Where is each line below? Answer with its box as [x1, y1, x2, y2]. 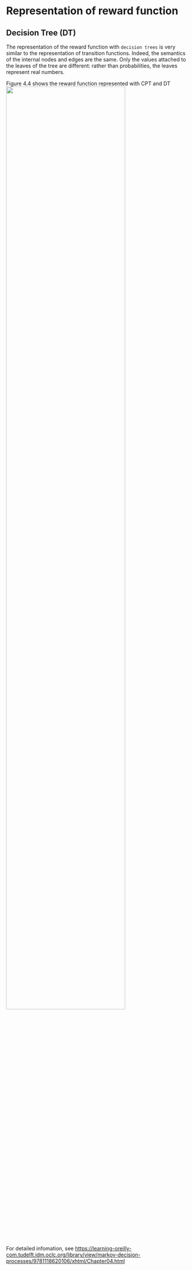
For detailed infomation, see [6, 1245, 74, 1252]
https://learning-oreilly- [75, 1245, 132, 1252]
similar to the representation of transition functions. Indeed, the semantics [6, 50, 186, 57]
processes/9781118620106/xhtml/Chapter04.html [6, 1258, 125, 1264]
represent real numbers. [6, 69, 65, 75]
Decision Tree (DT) [6, 28, 77, 38]
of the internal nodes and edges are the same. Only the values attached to [6, 56, 187, 63]
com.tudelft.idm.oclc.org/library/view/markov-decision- [6, 1251, 141, 1258]
